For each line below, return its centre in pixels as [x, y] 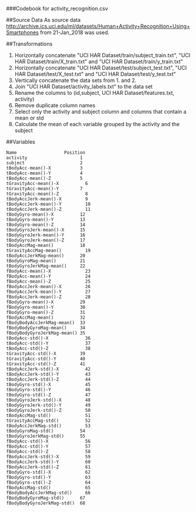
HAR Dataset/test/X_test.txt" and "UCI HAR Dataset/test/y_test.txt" [95, 74]
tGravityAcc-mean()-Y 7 [44, 189]
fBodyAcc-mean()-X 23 [49, 271]
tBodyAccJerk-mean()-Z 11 [49, 209]
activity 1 [44, 158]
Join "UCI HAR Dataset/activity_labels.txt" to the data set [84, 87]
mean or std [29, 118]
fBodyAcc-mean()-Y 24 [49, 276]
